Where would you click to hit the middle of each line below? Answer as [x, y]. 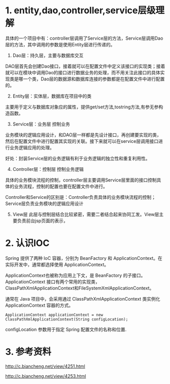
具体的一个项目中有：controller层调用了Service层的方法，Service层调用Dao [84, 38]
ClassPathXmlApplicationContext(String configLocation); [67, 319]
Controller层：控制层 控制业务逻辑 [48, 169]
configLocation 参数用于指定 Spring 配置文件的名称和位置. [66, 329]
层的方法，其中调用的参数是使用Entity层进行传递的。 [60, 44]
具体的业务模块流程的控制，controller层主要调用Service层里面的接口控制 [81, 180]
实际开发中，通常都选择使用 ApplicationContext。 [57, 264]
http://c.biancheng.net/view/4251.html [45, 366]
